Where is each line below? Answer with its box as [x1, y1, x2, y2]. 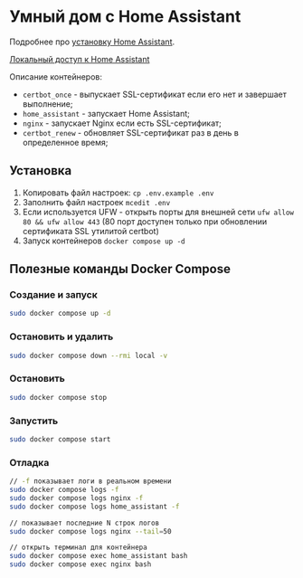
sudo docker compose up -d [9, 309, 111, 318]
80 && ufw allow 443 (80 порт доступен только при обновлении [22, 215, 268, 227]
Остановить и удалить [9, 330, 114, 343]
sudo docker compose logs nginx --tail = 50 [9, 526, 172, 535]
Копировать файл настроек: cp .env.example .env [22, 187, 214, 198]
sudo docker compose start [9, 434, 111, 444]
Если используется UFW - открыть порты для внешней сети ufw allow [22, 206, 295, 217]
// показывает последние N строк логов [9, 518, 160, 527]
